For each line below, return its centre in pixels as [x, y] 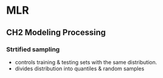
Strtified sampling [33, 49]
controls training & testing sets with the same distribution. [86, 62]
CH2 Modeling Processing [56, 32]
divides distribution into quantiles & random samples [80, 68]
